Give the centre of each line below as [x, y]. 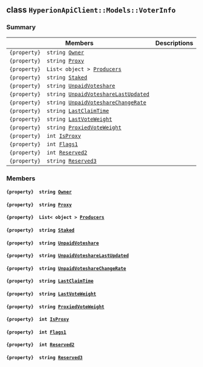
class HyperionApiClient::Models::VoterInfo [91, 10]
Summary [21, 27]
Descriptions [174, 43]
